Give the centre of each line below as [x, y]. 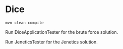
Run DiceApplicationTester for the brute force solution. [62, 32]
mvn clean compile [24, 23]
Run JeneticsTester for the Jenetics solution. [52, 42]
